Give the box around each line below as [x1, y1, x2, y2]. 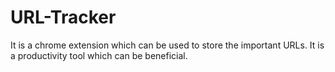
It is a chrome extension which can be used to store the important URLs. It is [10, 39, 325, 51]
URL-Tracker [10, 6, 117, 29]
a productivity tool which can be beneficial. [10, 49, 188, 61]
